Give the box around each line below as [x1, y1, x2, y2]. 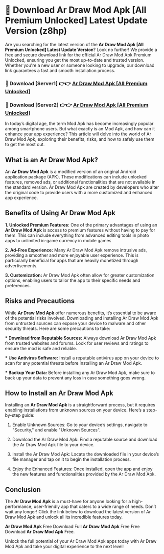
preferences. [5, 282, 31, 288]
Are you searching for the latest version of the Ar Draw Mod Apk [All [5, 41, 144, 47]
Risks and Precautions [5, 297, 75, 305]
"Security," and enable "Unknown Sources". [12, 427, 101, 433]
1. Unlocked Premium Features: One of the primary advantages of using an [5, 222, 158, 227]
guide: [22, 412, 35, 418]
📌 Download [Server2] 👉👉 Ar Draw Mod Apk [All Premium [5, 101, 149, 108]
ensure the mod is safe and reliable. [5, 345, 77, 351]
